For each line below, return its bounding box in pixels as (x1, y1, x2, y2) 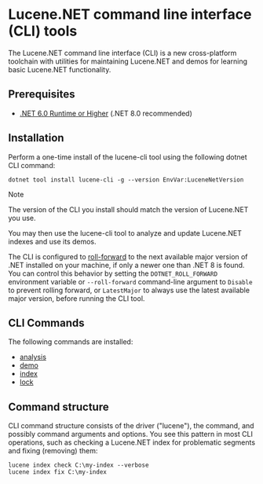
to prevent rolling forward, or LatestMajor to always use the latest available (8, 285, 250, 295)
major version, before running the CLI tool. (8, 293, 145, 303)
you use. (8, 213, 37, 222)
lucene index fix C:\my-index (8, 468, 108, 476)
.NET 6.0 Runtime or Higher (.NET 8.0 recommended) (19, 108, 192, 118)
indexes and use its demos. (8, 236, 97, 246)
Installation (8, 131, 64, 145)
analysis (19, 352, 47, 362)
